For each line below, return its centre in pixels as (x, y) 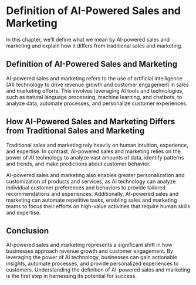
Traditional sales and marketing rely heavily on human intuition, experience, (97, 145)
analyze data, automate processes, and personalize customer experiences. (97, 103)
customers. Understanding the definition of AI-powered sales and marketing (98, 270)
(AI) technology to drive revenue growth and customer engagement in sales (97, 84)
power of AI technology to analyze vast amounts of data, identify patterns (95, 157)
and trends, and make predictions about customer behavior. (78, 164)
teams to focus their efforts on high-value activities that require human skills (98, 206)
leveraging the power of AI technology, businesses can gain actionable (92, 257)
